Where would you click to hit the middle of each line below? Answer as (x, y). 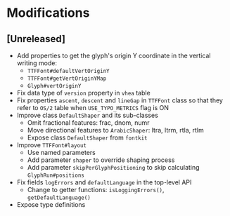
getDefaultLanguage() (59, 198)
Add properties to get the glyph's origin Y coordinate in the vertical (114, 55)
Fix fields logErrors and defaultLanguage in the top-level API (104, 182)
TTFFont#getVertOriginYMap (67, 79)
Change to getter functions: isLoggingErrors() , (96, 190)
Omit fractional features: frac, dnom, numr (88, 123)
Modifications (48, 13)
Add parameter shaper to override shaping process (101, 160)
